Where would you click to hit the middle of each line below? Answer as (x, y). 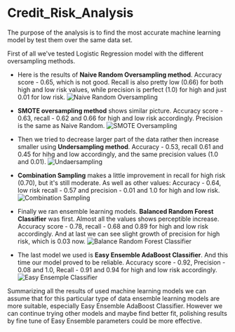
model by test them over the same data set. (70, 39)
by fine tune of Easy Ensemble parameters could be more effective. (105, 321)
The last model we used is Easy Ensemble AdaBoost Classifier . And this (123, 255)
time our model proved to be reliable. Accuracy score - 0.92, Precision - (121, 262)
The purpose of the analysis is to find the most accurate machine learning (114, 32)
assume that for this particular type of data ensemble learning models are (114, 298)
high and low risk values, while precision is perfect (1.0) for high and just (122, 89)
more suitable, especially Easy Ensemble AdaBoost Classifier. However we (115, 306)
